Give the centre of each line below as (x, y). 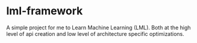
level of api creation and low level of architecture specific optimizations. (95, 33)
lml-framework (45, 11)
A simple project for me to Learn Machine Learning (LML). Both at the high (98, 27)
